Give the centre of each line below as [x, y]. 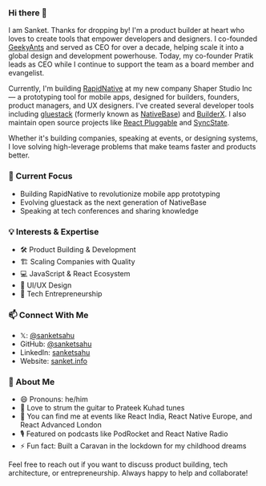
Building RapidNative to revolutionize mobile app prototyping [120, 194]
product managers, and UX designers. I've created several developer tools [131, 106]
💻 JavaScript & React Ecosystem [75, 273]
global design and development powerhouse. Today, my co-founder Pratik [131, 56]
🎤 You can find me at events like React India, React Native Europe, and [136, 416]
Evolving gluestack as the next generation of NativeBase [113, 202]
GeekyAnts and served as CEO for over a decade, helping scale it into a [126, 47]
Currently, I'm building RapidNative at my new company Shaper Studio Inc [130, 88]
